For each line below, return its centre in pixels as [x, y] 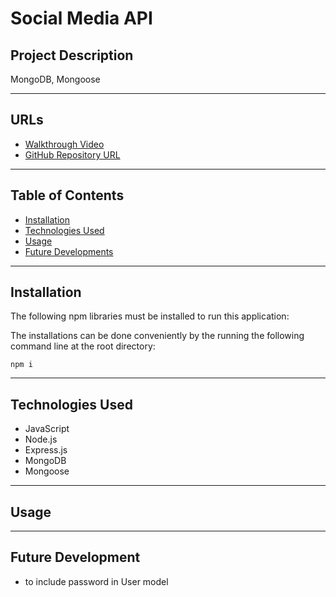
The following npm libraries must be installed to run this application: [150, 316]
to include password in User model [96, 581]
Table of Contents [67, 195]
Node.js [41, 439]
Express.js [46, 450]
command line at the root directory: [83, 346]
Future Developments [69, 251]
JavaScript [47, 429]
